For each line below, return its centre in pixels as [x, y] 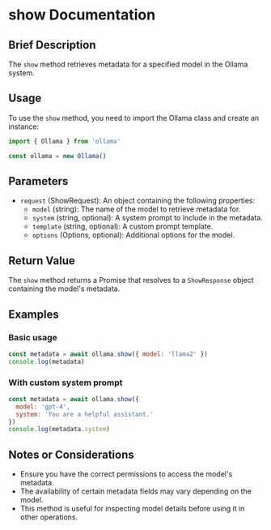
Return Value [42, 261]
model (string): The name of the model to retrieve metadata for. [136, 209]
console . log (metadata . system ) [59, 430]
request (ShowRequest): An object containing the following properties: [138, 201]
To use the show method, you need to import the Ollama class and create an [134, 118]
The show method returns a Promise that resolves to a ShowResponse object [131, 280]
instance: [24, 126]
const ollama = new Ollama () [57, 156]
